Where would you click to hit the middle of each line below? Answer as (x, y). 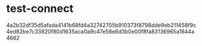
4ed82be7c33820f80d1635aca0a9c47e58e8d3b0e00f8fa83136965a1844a (100, 31)
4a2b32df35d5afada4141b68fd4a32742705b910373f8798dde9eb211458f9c (101, 25)
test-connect (40, 9)
